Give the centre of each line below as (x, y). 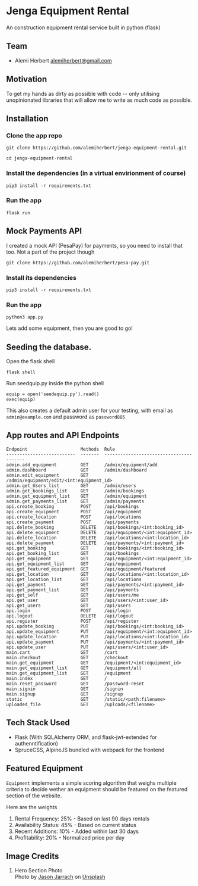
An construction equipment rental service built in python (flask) (84, 27)
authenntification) (36, 743)
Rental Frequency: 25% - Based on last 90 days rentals (82, 818)
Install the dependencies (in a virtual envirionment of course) (96, 173)
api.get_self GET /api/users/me (73, 595)
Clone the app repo (34, 135)
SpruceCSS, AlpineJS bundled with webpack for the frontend (90, 750)
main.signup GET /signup (65, 694)
